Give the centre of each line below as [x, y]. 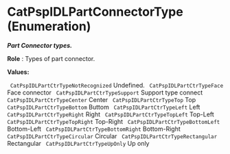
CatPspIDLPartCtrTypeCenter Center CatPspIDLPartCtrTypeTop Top [102, 99]
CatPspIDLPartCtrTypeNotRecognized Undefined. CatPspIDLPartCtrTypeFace [117, 85]
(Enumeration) [49, 26]
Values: [18, 72]
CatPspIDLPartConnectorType [95, 12]
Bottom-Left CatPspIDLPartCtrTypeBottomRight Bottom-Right [94, 129]
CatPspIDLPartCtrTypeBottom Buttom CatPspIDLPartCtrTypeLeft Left [104, 107]
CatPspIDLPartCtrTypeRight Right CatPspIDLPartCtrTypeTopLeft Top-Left [111, 114]
